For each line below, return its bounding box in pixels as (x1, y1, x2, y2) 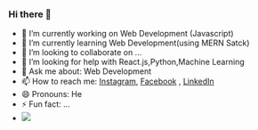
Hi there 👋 (8, 8, 52, 20)
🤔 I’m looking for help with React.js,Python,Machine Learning (20, 57, 246, 68)
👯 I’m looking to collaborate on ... (20, 47, 142, 58)
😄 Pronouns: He (20, 89, 82, 100)
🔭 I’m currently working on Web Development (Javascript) (20, 28, 234, 39)
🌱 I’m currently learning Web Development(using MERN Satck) (20, 37, 250, 48)
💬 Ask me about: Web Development (20, 66, 152, 77)
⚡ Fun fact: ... (20, 99, 70, 110)
